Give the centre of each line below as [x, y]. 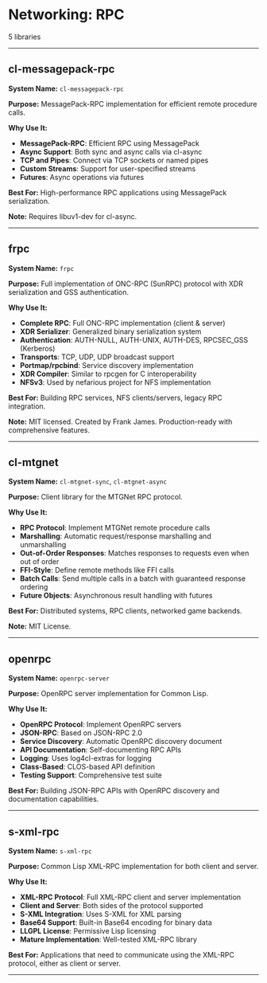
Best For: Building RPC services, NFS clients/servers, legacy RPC [115, 398]
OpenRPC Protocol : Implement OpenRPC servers [101, 725]
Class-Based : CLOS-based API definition [87, 767]
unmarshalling [43, 545]
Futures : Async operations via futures [82, 177]
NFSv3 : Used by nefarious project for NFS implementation [115, 382]
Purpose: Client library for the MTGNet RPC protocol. [95, 497]
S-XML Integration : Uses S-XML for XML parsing [101, 914]
